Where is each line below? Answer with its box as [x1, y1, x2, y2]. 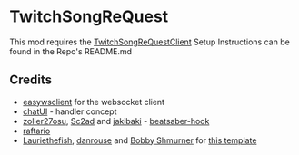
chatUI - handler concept [22, 106, 117, 117]
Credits [9, 73, 53, 88]
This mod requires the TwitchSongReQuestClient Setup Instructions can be [9, 36, 291, 47]
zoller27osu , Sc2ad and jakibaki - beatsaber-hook [22, 115, 210, 126]
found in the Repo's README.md [9, 45, 133, 56]
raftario [22, 125, 51, 136]
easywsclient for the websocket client [22, 96, 165, 107]
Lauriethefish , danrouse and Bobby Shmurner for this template [22, 134, 257, 146]
